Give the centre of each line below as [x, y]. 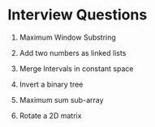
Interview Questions [77, 15]
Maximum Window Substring [68, 37]
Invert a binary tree [51, 84]
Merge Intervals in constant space [76, 68]
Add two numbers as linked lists [73, 53]
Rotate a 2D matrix [50, 116]
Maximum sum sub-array [61, 99]
